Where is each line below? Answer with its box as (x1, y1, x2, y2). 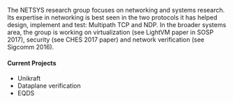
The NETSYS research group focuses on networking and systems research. (7, 6, 225, 14)
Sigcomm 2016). (7, 43, 54, 51)
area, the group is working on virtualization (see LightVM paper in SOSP (7, 28, 214, 36)
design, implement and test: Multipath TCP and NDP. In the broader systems (7, 21, 227, 29)
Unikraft (17, 74, 40, 83)
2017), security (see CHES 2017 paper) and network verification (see (7, 35, 204, 44)
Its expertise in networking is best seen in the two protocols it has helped (7, 13, 218, 22)
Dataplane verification (17, 81, 82, 90)
